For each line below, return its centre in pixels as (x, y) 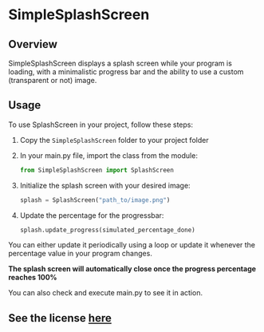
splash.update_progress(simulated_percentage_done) (107, 230)
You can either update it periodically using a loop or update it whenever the (132, 245)
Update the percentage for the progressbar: (92, 215)
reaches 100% (33, 278)
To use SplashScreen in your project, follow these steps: (101, 125)
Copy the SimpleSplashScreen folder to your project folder (114, 140)
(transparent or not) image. (53, 80)
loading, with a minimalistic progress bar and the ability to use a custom (126, 72)
